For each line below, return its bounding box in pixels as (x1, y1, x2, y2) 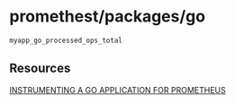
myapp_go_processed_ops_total (9, 36, 123, 45)
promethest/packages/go (9, 6, 205, 27)
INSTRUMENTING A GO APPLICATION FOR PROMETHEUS (9, 84, 227, 95)
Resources (9, 61, 71, 76)
